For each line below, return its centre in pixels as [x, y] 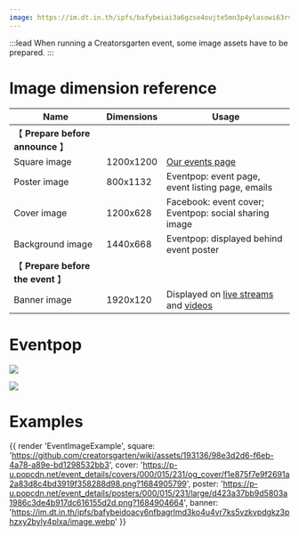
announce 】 [41, 146]
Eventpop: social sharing [218, 213]
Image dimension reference [113, 88]
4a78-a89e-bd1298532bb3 [59, 465]
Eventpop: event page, [213, 176]
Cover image [40, 213]
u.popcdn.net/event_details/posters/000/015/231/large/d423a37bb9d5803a [149, 493]
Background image [53, 244]
